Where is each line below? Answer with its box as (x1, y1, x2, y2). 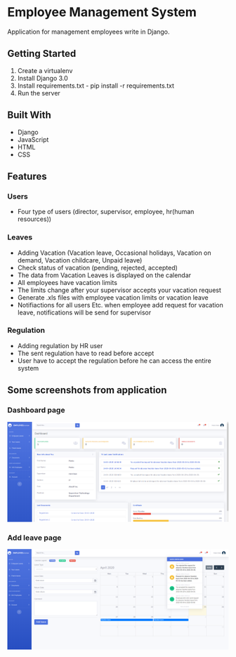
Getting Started (7, 48, 77, 60)
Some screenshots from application (7, 384, 167, 397)
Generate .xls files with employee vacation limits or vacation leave (17, 293, 209, 302)
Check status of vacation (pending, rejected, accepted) (17, 263, 178, 272)
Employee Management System (7, 4, 197, 20)
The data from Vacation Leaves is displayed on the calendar (17, 271, 192, 279)
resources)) (17, 215, 51, 223)
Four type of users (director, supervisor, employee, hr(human (17, 208, 195, 216)
